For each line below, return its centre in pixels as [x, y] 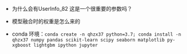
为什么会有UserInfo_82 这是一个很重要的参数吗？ [72, 9]
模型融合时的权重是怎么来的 [46, 21]
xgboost [21, 45]
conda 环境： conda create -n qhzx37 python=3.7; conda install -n [96, 34]
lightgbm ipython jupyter [66, 45]
